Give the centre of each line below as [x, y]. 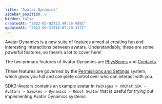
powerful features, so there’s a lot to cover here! [53, 52]
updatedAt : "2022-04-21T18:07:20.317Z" [46, 28]
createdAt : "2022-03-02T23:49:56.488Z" [46, 23]
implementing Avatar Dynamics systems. [46, 97]
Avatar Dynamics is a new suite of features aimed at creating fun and [74, 42]
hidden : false [20, 19]
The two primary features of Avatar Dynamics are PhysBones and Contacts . [81, 62]
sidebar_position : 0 [26, 14]
